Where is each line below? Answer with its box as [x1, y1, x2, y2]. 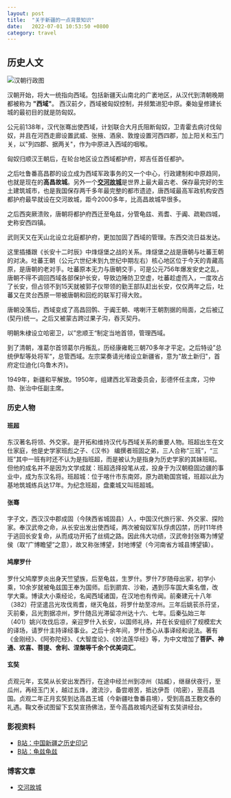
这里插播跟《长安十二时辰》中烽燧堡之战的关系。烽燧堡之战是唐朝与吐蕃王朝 [7, 248, 224, 256]
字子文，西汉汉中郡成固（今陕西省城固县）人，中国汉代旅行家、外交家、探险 [7, 515, 224, 523]
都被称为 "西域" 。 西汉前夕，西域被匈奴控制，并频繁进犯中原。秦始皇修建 [7, 99, 217, 108]
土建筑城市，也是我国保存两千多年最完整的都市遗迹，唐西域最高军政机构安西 [7, 187, 224, 195]
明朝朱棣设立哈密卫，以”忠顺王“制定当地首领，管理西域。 [7, 329, 170, 337]
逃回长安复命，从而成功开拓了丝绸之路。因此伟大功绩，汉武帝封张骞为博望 [12, 532, 224, 540]
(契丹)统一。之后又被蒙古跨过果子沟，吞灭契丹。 [7, 315, 144, 323]
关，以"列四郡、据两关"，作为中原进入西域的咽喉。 [7, 140, 152, 148]
